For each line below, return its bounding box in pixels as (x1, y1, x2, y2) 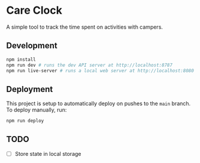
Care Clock (6, 4, 63, 17)
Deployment (6, 84, 53, 94)
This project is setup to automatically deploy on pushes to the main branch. (6, 100, 191, 107)
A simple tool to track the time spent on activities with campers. (6, 23, 163, 30)
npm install (6, 56, 36, 63)
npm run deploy (6, 118, 44, 124)
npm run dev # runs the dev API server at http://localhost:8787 (6, 62, 172, 68)
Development (6, 41, 58, 51)
